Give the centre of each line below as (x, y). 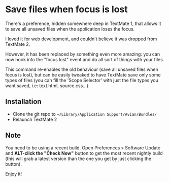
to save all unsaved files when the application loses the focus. (70, 29)
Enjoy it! (14, 174)
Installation (23, 102)
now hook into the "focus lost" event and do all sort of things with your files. (85, 59)
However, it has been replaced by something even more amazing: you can (83, 54)
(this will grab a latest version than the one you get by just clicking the (78, 159)
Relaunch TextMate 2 (35, 119)
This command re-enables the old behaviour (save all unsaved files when (82, 69)
